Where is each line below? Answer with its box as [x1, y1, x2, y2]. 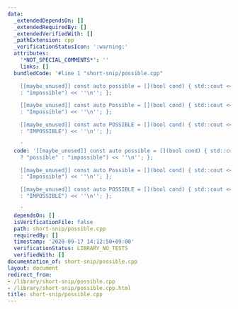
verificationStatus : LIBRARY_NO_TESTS [13, 245, 129, 252]
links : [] [20, 63, 50, 70]
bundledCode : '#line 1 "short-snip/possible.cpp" [13, 69, 163, 77]
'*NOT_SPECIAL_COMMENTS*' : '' [20, 57, 110, 64]
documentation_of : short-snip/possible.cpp [7, 258, 138, 265]
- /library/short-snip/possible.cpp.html [7, 284, 132, 291]
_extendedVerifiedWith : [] [13, 30, 93, 38]
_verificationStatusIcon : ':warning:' [13, 43, 129, 50]
